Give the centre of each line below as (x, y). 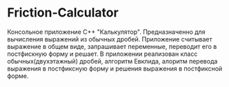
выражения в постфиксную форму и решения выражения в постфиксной (115, 68)
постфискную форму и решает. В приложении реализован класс (102, 54)
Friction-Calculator (63, 13)
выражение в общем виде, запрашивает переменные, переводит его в (112, 46)
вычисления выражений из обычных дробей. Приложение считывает (110, 39)
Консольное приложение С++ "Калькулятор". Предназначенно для (106, 32)
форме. (18, 76)
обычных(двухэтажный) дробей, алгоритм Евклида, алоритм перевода (112, 61)
